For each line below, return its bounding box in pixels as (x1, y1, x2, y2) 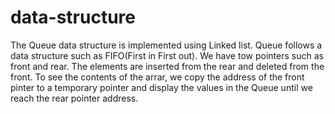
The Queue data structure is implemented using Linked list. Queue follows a (10, 39, 323, 51)
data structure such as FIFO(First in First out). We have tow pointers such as (10, 49, 324, 61)
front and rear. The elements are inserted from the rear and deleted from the (10, 60, 325, 72)
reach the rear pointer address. (10, 92, 139, 104)
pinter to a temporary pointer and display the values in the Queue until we (10, 81, 313, 93)
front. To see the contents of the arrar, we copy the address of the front (10, 71, 305, 83)
